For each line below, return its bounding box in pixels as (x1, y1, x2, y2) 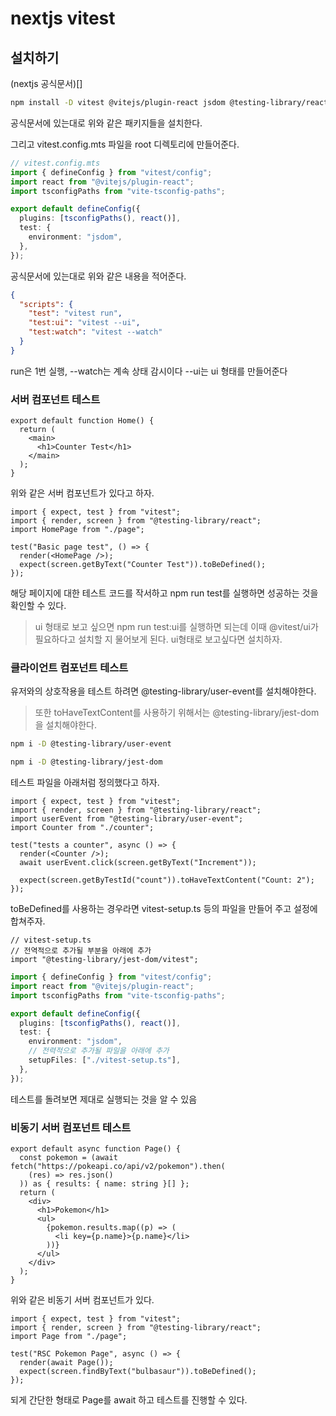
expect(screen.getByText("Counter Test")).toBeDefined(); (19, 560, 267, 570)
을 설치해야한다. (34, 719, 97, 731)
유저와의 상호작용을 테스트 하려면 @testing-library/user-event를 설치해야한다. (10, 685, 317, 697)
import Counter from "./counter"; (10, 823, 155, 833)
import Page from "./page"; (10, 1332, 128, 1342)
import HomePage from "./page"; (10, 525, 145, 535)
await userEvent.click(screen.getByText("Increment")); (19, 858, 257, 868)
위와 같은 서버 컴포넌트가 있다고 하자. (10, 487, 155, 499)
